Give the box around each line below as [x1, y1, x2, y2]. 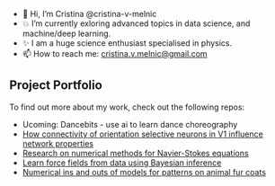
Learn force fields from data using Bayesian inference [22, 157, 222, 168]
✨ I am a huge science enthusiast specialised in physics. [22, 38, 233, 49]
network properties [22, 137, 94, 148]
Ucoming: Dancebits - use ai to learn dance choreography [22, 119, 238, 129]
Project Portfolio [9, 77, 103, 93]
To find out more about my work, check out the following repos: [9, 102, 245, 112]
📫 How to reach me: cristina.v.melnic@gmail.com [22, 49, 208, 58]
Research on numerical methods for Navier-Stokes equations [22, 147, 249, 158]
